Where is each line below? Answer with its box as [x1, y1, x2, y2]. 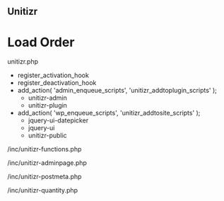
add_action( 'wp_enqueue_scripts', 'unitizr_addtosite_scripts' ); [17, 109, 201, 117]
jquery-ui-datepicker [28, 116, 89, 125]
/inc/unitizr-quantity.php [7, 186, 78, 195]
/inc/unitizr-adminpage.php [7, 159, 87, 167]
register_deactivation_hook [17, 79, 97, 87]
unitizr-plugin [28, 101, 67, 110]
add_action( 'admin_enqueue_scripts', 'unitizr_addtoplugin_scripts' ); [17, 86, 218, 95]
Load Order [7, 34, 75, 50]
